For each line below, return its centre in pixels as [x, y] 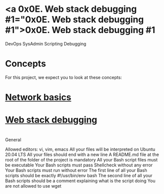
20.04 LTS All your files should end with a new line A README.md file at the [82, 155]
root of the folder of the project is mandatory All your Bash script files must [82, 160]
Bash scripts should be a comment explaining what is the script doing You [80, 181]
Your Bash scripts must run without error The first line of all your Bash [76, 170]
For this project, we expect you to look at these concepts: [63, 77]
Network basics [38, 97]
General [13, 140]
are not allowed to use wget [33, 186]
